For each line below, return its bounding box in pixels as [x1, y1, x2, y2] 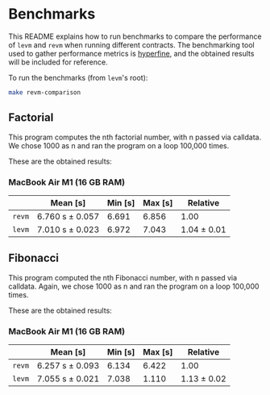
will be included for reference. [8, 57, 108, 67]
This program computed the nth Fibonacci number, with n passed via [8, 272, 238, 282]
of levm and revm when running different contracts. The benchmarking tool [8, 39, 255, 49]
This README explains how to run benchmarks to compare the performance [8, 31, 262, 41]
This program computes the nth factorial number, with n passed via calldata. [8, 132, 262, 142]
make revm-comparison [8, 88, 81, 97]
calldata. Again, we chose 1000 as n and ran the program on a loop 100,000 [8, 281, 260, 291]
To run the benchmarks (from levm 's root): [8, 73, 148, 82]
